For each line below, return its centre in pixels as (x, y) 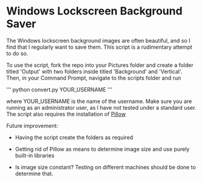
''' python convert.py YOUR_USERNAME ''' (60, 89)
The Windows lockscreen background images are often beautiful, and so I (98, 40)
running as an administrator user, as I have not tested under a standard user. (101, 107)
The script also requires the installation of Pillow (66, 114)
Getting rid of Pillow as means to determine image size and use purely (102, 149)
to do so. (17, 53)
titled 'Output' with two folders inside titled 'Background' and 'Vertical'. (94, 71)
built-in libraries (34, 155)
